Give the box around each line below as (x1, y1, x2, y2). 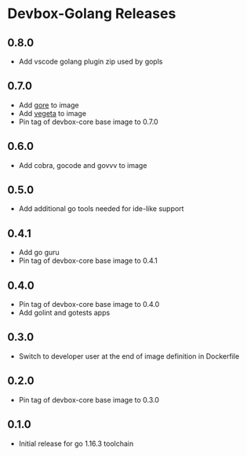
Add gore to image (18, 100, 79, 110)
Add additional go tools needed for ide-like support (18, 204, 184, 213)
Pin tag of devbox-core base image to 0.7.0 (18, 117, 158, 126)
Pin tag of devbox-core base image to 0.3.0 (18, 395, 160, 404)
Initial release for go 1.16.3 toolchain (18, 439, 134, 448)
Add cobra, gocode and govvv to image (18, 160, 147, 170)
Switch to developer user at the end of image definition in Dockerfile (18, 351, 240, 361)
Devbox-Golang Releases (7, 5, 176, 23)
